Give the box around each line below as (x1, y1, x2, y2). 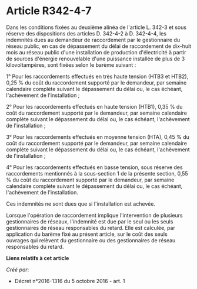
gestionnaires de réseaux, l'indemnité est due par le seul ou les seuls (6, 217, 173, 225)
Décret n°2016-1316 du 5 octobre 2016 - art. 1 (14, 277, 125, 284)
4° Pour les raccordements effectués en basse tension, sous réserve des (6, 164, 183, 171)
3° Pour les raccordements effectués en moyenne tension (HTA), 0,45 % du (6, 133, 190, 140)
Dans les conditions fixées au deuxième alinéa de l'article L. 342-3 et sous (6, 24, 187, 31)
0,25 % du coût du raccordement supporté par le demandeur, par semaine (6, 79, 187, 86)
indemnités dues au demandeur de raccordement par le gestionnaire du (6, 36, 181, 43)
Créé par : (6, 266, 29, 273)
